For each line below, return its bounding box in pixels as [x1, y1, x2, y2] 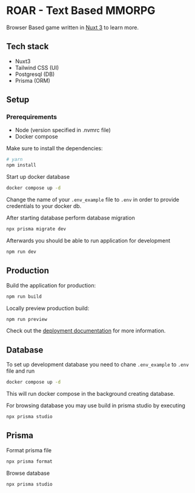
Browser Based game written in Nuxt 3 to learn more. [6, 24, 139, 31]
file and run [6, 367, 35, 374]
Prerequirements [6, 113, 58, 122]
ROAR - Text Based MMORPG [6, 4, 156, 18]
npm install [6, 162, 36, 168]
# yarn [6, 156, 23, 163]
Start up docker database [6, 173, 70, 181]
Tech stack [6, 41, 49, 52]
